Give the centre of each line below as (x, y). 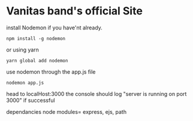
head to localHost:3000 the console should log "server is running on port (96, 93)
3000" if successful (31, 100)
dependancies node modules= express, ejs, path (67, 111)
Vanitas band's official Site (74, 11)
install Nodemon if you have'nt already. (55, 28)
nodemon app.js (25, 83)
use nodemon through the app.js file (51, 72)
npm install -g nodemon (36, 38)
